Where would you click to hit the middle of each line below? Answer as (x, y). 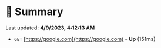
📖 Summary (34, 12)
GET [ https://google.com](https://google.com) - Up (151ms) (85, 39)
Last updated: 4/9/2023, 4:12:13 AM (50, 28)
